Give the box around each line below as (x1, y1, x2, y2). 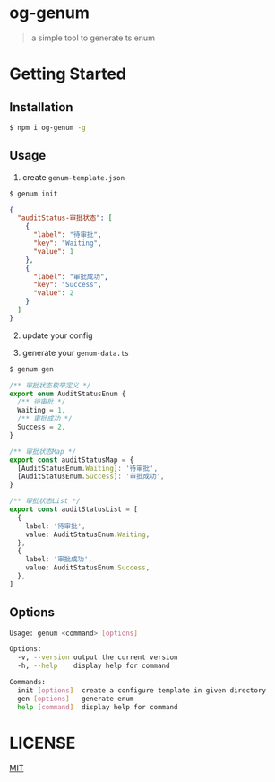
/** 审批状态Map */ (9, 447, 77, 456)
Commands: (9, 678, 47, 687)
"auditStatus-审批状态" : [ (17, 213, 113, 222)
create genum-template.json (21, 171, 125, 182)
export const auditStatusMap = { (9, 456, 134, 465)
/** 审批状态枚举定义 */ (9, 380, 91, 390)
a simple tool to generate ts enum (30, 32, 155, 43)
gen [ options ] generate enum (17, 694, 134, 703)
